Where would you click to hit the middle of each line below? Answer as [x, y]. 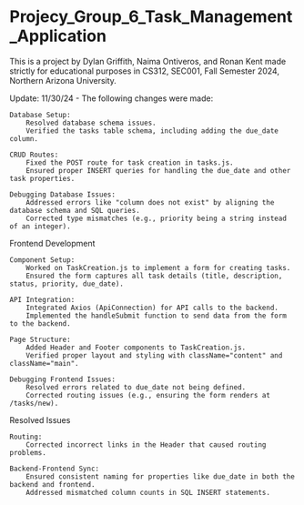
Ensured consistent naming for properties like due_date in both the [161, 476]
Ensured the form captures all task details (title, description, [154, 276]
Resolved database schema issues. [91, 123]
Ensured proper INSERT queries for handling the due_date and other [158, 170]
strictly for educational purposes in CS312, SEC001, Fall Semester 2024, [145, 71]
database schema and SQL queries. [75, 210]
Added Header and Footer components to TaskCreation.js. [136, 348]
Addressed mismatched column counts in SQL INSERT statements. [148, 492]
